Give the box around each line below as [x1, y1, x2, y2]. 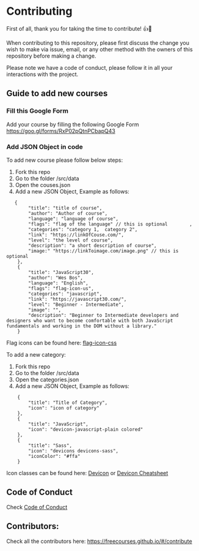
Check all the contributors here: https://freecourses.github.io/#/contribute [6, 538, 192, 545]
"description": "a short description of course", [28, 242, 157, 249]
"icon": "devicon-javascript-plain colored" [28, 426, 143, 433]
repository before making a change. [6, 52, 96, 59]
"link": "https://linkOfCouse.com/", [28, 232, 124, 238]
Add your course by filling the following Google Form [6, 121, 139, 128]
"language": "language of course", [28, 216, 119, 222]
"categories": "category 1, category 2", [28, 226, 138, 232]
